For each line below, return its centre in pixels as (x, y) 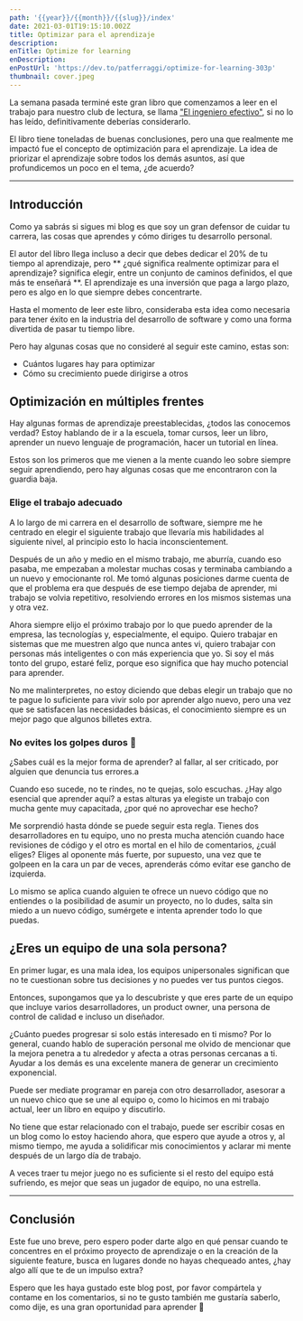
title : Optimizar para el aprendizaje (82, 34)
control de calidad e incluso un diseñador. (87, 1017)
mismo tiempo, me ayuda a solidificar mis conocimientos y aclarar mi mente (150, 1146)
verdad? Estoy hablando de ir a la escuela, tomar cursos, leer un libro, (139, 433)
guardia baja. (34, 479)
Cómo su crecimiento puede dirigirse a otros (105, 373)
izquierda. (28, 874)
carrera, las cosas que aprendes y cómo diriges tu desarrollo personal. (141, 236)
